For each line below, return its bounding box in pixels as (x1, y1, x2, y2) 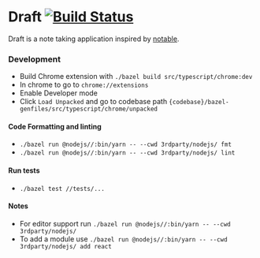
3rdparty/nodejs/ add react (19, 242, 112, 250)
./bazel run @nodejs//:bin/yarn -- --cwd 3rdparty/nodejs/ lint (19, 149, 236, 157)
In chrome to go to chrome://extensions (19, 80, 149, 90)
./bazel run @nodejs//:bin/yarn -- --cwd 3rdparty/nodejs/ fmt (19, 140, 232, 149)
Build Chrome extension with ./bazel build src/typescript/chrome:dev (19, 72, 253, 81)
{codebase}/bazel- (169, 99, 230, 107)
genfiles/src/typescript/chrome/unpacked (19, 105, 158, 114)
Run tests (8, 166, 40, 175)
